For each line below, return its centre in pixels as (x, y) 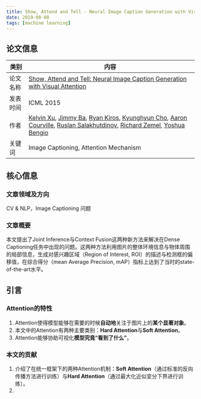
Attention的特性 (29, 309)
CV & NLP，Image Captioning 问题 (49, 208)
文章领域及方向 (28, 194)
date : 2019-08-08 (28, 17)
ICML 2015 (45, 103)
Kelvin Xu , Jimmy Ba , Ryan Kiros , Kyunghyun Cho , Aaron (108, 118)
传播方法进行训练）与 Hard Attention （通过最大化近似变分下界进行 (96, 376)
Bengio (39, 133)
